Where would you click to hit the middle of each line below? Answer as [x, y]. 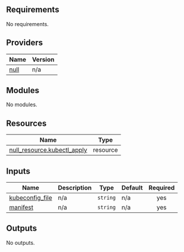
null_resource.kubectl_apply [48, 150]
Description [75, 188]
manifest [21, 208]
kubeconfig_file [31, 198]
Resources [26, 123]
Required [161, 188]
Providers [25, 43]
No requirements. [28, 24]
